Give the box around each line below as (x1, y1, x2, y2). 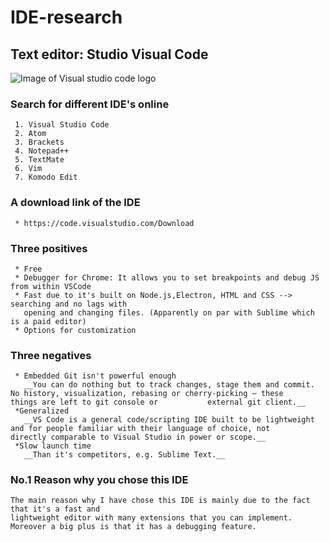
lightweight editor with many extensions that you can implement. (10, 513, 293, 523)
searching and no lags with (10, 299, 128, 309)
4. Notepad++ (14, 146, 70, 156)
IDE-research (10, 6, 123, 29)
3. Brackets (14, 137, 65, 148)
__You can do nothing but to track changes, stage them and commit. (23, 380, 315, 390)
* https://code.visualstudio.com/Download (14, 218, 195, 228)
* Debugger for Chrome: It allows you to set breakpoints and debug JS (14, 272, 320, 283)
